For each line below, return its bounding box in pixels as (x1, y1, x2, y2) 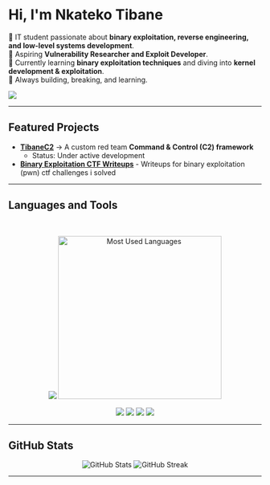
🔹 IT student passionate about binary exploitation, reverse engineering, (8, 32, 249, 42)
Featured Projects (8, 120, 100, 134)
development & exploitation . (8, 66, 104, 75)
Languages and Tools (8, 198, 118, 212)
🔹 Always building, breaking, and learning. (8, 75, 148, 84)
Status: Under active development (31, 150, 145, 160)
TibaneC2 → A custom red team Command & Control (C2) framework (19, 142, 254, 152)
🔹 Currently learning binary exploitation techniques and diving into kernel (8, 58, 256, 67)
